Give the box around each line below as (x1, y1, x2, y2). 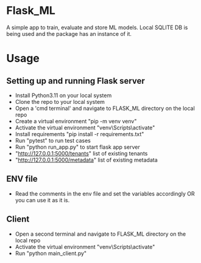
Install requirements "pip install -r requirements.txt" (15, 130, 144, 137)
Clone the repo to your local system (15, 98, 105, 105)
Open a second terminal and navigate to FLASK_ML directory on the (15, 230, 186, 237)
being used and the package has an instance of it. (6, 30, 132, 37)
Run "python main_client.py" (15, 250, 87, 257)
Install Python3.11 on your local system (15, 92, 112, 99)
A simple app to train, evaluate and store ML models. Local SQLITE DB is (6, 24, 188, 31)
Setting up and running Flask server (6, 75, 145, 86)
